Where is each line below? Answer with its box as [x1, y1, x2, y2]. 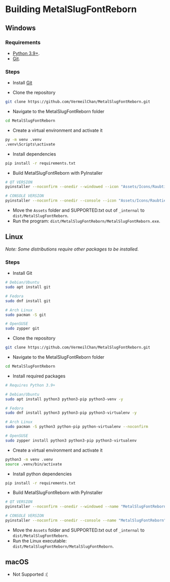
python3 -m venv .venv [5, 457, 53, 462]
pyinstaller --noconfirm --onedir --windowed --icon [5, 184, 119, 189]
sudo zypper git [5, 326, 39, 331]
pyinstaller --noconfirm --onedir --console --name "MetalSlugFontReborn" [5, 518, 166, 523]
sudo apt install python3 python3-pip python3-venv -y [5, 397, 123, 402]
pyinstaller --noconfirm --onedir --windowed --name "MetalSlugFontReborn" [5, 504, 168, 509]
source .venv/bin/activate [5, 461, 62, 467]
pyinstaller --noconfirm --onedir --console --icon [5, 198, 116, 203]
